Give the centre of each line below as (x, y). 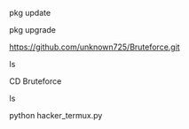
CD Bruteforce (35, 81)
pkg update (30, 13)
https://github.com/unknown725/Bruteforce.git (94, 47)
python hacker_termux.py (56, 115)
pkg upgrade (32, 30)
